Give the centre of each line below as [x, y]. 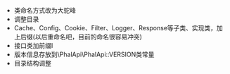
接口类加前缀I [33, 45]
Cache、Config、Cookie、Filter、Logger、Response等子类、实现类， [115, 28]
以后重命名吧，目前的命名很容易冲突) [89, 37]
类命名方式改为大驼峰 [45, 10]
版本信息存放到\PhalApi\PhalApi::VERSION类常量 [84, 54]
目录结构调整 [32, 63]
